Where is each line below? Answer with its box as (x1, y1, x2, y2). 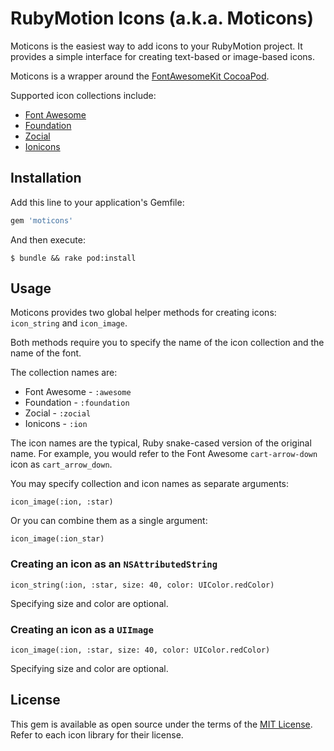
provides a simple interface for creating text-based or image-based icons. (10, 50, 315, 62)
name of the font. (10, 347, 82, 359)
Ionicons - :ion (24, 418, 88, 430)
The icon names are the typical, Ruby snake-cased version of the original (10, 437, 312, 449)
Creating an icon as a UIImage (10, 622, 154, 636)
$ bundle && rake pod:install (10, 253, 137, 263)
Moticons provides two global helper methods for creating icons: (10, 307, 277, 319)
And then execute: (10, 233, 86, 246)
